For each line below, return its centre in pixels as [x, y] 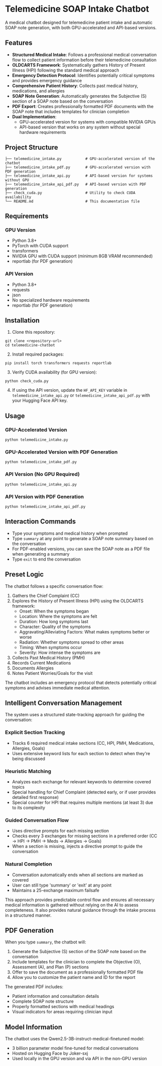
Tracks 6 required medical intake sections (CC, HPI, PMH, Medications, [83, 743]
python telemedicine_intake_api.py [41, 484]
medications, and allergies [38, 90]
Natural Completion [29, 864]
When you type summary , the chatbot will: [46, 942]
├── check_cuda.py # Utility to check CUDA [70, 193]
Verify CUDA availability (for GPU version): [54, 372]
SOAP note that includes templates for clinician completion [71, 111]
